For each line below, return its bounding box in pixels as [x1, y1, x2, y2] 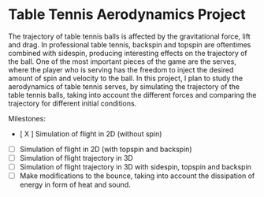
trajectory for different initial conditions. [8, 98, 137, 108]
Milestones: [8, 113, 46, 123]
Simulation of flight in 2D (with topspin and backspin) [19, 144, 192, 154]
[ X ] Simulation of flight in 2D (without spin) [19, 128, 162, 139]
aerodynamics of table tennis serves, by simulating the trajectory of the [8, 81, 240, 91]
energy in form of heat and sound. [19, 180, 132, 190]
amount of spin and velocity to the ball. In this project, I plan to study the [8, 73, 243, 83]
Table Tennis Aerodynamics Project [8, 6, 246, 24]
